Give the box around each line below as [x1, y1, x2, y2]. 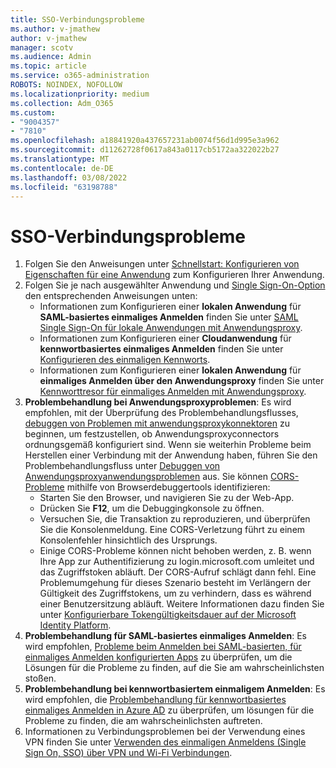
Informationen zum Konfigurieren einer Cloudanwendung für [39, 332, 292, 345]
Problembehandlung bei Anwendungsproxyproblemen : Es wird [24, 396, 292, 408]
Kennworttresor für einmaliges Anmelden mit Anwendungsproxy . [39, 386, 307, 398]
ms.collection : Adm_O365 [10, 98, 114, 108]
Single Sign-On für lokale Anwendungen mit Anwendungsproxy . [39, 322, 303, 334]
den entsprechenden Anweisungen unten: [24, 290, 198, 302]
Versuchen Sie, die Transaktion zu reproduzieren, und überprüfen [39, 513, 311, 525]
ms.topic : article [10, 61, 87, 71]
